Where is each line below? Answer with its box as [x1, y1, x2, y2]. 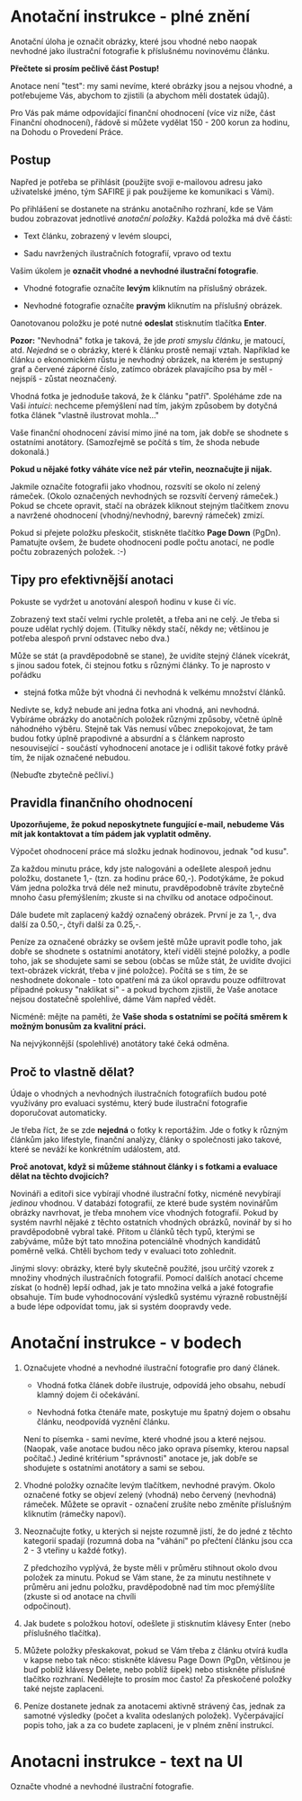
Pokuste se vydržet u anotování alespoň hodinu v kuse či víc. [10, 596, 236, 607]
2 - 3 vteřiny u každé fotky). [22, 1545, 127, 1556]
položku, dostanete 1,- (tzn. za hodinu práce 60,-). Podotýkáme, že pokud [10, 873, 285, 884]
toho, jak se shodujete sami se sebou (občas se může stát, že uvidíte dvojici [10, 956, 291, 967]
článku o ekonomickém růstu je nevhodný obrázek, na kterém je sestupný [10, 353, 284, 365]
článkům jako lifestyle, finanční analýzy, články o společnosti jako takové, [10, 1135, 282, 1146]
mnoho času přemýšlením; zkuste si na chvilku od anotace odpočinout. [10, 892, 273, 903]
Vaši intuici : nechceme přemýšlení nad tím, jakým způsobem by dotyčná [10, 400, 278, 411]
